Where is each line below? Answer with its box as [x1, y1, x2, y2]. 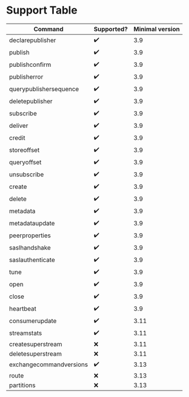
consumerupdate [9, 317, 57, 325]
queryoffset [9, 158, 41, 166]
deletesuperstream [9, 350, 62, 358]
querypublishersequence [9, 85, 79, 93]
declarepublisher [9, 36, 56, 44]
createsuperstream [9, 340, 62, 348]
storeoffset [9, 146, 40, 154]
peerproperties [9, 231, 52, 240]
